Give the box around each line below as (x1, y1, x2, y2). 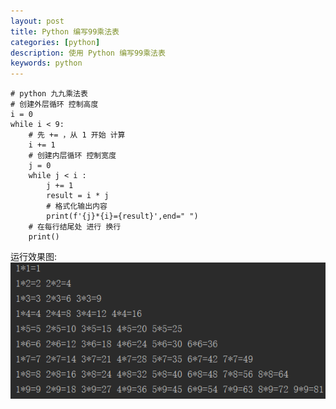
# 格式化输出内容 (46, 201, 108, 212)
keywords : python (10, 58, 83, 69)
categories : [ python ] (10, 37, 101, 47)
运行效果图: (10, 251, 58, 263)
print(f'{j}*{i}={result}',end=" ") (46, 211, 199, 222)
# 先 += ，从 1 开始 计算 (28, 130, 126, 140)
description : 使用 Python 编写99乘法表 (10, 48, 166, 58)
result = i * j (46, 191, 110, 201)
